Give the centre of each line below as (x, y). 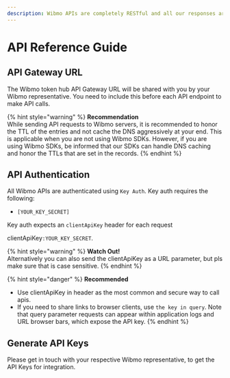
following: (21, 199)
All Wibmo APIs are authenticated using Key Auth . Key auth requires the (108, 191)
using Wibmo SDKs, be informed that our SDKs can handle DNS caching (109, 146)
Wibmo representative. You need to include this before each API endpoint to (114, 96)
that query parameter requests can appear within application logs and (115, 314)
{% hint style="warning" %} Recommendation (73, 116)
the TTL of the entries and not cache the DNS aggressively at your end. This (115, 131)
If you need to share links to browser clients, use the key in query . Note (119, 307)
